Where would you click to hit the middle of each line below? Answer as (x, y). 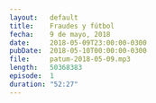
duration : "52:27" (44, 84)
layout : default (44, 17)
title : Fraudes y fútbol (62, 26)
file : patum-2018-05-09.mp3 (70, 59)
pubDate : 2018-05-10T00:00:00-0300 (78, 51)
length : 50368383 (46, 68)
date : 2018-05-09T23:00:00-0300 (78, 43)
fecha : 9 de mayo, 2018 (60, 34)
